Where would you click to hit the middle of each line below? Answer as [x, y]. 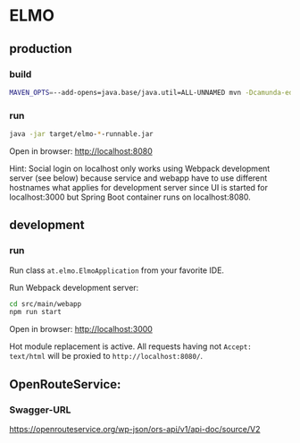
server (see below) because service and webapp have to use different [138, 178]
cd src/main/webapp [46, 304]
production [41, 49]
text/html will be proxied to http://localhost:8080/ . [106, 356]
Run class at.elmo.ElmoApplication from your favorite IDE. [117, 270]
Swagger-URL [40, 410]
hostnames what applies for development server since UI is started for [139, 187]
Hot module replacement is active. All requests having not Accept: [131, 346]
